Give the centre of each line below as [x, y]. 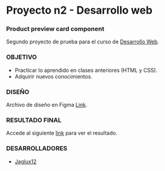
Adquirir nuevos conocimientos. [54, 76]
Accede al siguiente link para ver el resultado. [62, 133]
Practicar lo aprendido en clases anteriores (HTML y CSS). [86, 70]
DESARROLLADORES [37, 148]
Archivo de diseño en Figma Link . [47, 105]
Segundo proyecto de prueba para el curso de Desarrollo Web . [83, 42]
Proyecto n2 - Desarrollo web [79, 10]
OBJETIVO [22, 57]
